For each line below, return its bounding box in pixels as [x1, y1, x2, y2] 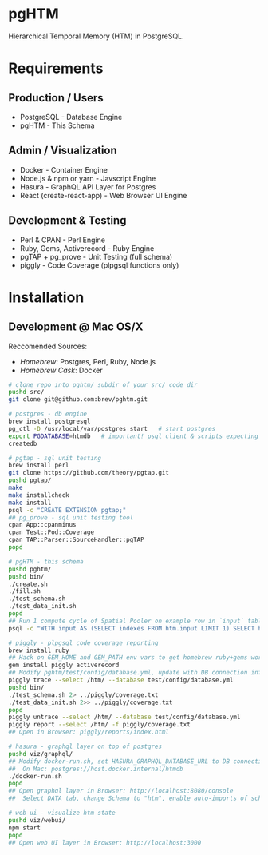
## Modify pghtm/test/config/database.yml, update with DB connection [8, 669, 248, 677]
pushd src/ [8, 388, 45, 396]
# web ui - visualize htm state [8, 809, 116, 817]
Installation [8, 288, 85, 306]
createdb [8, 439, 37, 447]
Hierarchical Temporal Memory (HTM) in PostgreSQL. [8, 31, 185, 41]
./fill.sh [8, 587, 41, 595]
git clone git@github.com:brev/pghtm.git [8, 396, 148, 404]
